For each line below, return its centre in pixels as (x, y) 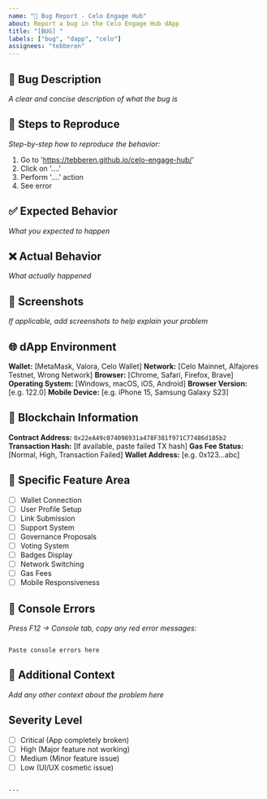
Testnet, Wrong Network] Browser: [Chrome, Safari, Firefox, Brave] (121, 375)
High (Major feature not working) (75, 749)
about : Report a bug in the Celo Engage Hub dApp (94, 24)
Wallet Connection (51, 500)
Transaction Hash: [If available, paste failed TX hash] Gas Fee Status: (126, 446)
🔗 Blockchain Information (73, 418)
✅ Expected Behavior (63, 211)
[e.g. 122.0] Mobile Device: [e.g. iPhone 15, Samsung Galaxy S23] (118, 392)
